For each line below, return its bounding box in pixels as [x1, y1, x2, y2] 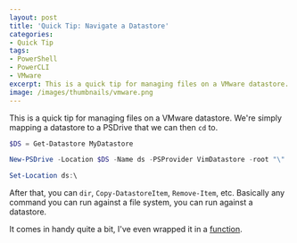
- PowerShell [9, 54, 58, 63]
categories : [9, 29, 54, 38]
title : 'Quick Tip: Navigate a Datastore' [9, 21, 169, 30]
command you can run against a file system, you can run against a [9, 197, 253, 208]
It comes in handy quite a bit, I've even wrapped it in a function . [9, 224, 243, 235]
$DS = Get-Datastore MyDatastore [9, 139, 134, 148]
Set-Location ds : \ [9, 172, 78, 180]
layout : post [9, 13, 58, 22]
